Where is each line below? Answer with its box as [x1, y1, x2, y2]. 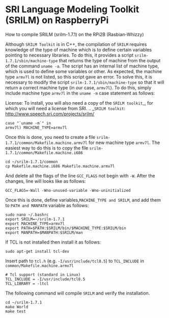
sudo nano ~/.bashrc [5, 212, 49, 217]
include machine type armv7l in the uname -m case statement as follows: [5, 90, 155, 96]
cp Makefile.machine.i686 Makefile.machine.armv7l [5, 163, 115, 169]
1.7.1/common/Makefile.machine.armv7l [5, 140, 88, 145]
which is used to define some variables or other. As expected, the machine [5, 68, 162, 75]
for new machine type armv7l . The [88, 139, 160, 145]
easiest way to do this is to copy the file [5, 144, 89, 151]
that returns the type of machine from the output [59, 57, 161, 63]
